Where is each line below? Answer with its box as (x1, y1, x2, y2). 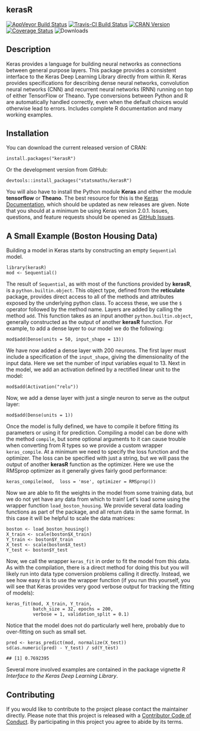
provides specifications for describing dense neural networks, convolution (6, 79, 189, 86)
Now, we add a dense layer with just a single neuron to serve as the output (6, 394, 190, 402)
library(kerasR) (6, 265, 47, 271)
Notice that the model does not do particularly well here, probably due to (6, 622, 185, 629)
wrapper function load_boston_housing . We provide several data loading (6, 502, 183, 509)
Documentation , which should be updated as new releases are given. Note (6, 201, 190, 208)
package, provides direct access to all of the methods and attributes (6, 293, 174, 301)
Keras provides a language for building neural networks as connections (6, 60, 181, 68)
